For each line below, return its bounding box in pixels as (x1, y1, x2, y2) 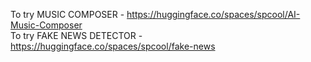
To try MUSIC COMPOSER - (10, 9, 125, 20)
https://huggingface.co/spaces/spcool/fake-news (10, 40, 216, 52)
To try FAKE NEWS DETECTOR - (10, 30, 143, 41)
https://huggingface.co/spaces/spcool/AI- (126, 9, 301, 20)
